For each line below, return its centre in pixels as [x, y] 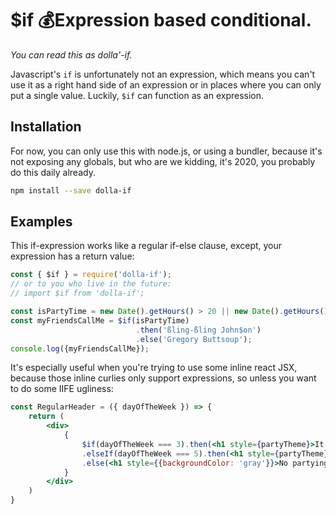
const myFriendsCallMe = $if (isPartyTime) [100, 320]
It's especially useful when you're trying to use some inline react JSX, [154, 368]
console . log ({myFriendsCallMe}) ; [80, 348]
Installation [46, 127]
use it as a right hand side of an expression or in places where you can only [166, 84]
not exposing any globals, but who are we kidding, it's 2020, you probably [163, 161]
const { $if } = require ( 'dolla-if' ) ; [91, 275]
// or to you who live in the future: [91, 284]
